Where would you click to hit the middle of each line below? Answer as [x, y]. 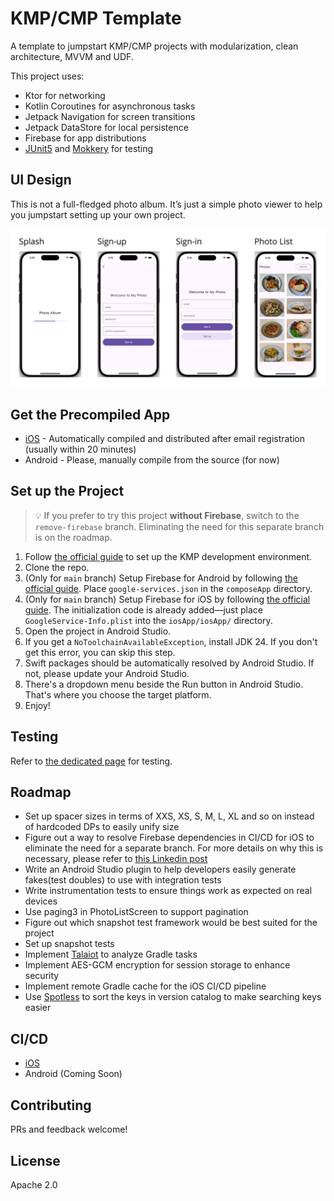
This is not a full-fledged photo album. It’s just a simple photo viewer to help [166, 204]
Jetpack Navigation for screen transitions [110, 116]
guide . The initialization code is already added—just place [143, 609]
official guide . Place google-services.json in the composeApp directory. [168, 588]
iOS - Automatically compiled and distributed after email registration [165, 439]
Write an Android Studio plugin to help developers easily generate [160, 869]
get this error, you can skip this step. [100, 652]
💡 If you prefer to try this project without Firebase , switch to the [167, 515]
